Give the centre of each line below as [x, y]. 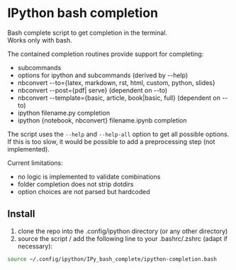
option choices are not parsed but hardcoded [84, 191]
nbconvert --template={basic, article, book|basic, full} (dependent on [119, 98]
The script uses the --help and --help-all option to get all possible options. [118, 134]
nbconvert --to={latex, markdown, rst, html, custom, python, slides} [116, 82]
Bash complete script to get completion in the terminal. [88, 33]
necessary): [35, 246]
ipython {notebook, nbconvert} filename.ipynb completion [102, 120]
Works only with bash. [40, 40]
